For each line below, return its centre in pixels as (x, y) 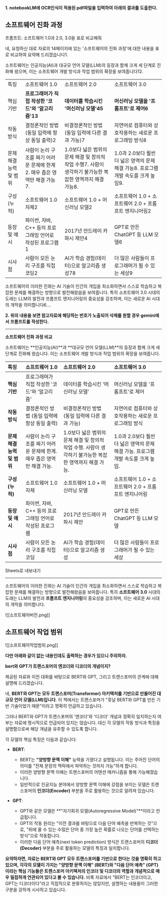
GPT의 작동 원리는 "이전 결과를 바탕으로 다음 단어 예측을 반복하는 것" (86, 823)
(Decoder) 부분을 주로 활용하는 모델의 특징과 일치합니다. (75, 848)
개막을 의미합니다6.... (31, 304)
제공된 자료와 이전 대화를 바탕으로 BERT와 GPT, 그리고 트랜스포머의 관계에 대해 (82, 676)
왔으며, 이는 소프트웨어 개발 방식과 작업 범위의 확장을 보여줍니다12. (79, 71)
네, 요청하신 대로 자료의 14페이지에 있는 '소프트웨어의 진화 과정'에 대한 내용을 (80, 48)
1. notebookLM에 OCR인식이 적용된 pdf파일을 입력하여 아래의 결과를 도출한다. (81, 8)
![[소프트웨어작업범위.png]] (32, 645)
